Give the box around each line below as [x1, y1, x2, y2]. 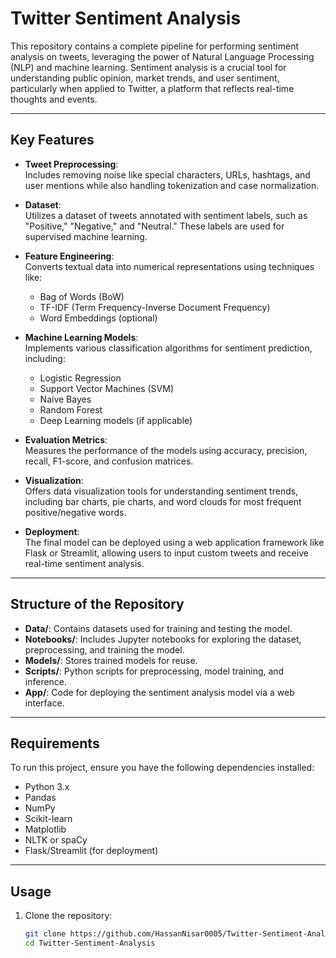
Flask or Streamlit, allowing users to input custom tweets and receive [24, 547, 309, 559]
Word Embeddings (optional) [39, 312, 158, 324]
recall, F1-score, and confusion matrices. [24, 455, 194, 467]
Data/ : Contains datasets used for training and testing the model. [24, 622, 293, 634]
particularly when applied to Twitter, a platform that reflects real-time [10, 82, 295, 94]
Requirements [10, 735, 100, 752]
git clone [24, 929, 67, 939]
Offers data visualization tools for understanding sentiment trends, [24, 485, 299, 497]
